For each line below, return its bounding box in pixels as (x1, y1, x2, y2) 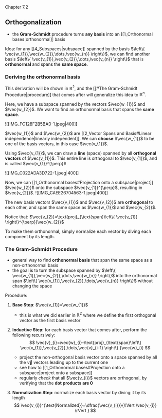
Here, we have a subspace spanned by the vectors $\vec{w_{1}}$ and (5, 101, 145, 107)
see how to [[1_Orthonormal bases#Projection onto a (19, 365, 125, 371)
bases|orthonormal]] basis (12, 36, 66, 42)
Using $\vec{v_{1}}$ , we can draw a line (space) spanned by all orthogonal (5, 151, 157, 156)
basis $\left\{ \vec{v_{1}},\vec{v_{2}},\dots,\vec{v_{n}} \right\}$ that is (5, 56, 144, 62)
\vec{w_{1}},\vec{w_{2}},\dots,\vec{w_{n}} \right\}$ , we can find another (5, 51, 150, 57)
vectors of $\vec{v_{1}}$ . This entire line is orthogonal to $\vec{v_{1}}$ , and (5, 155, 157, 161)
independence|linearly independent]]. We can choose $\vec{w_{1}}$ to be (5, 136, 155, 142)
